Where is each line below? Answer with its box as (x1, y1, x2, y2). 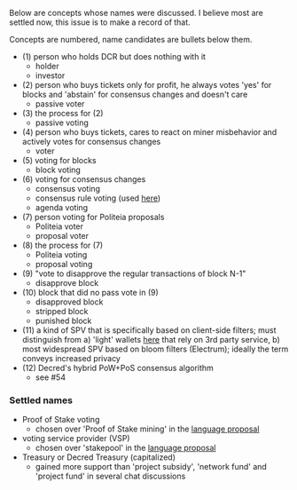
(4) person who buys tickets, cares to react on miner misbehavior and (21, 127, 277, 137)
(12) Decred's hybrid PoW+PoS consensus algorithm (21, 363, 215, 373)
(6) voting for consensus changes (21, 174, 146, 185)
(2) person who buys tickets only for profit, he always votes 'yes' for (21, 80, 272, 90)
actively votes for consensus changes (21, 137, 161, 146)
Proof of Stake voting (21, 415, 100, 425)
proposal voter (35, 231, 90, 241)
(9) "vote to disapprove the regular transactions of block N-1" (21, 268, 246, 279)
